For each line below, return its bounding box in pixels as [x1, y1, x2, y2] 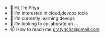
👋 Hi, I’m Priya [10, 5, 39, 10]
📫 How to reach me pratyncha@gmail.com [10, 26, 99, 32]
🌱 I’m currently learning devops [10, 15, 75, 21]
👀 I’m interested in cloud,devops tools [10, 10, 88, 16]
